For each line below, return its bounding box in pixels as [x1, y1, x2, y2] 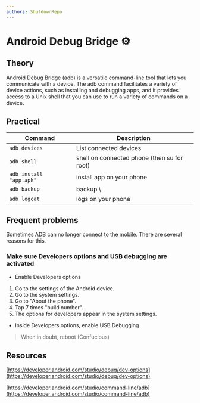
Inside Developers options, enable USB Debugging [14, 321, 139, 328]
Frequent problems [6, 215, 79, 225]
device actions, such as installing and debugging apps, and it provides [6, 86, 179, 94]
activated [6, 260, 35, 268]
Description [116, 134, 151, 142]
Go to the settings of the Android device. [14, 284, 115, 292]
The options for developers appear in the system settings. [14, 310, 157, 317]
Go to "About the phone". [14, 297, 77, 305]
